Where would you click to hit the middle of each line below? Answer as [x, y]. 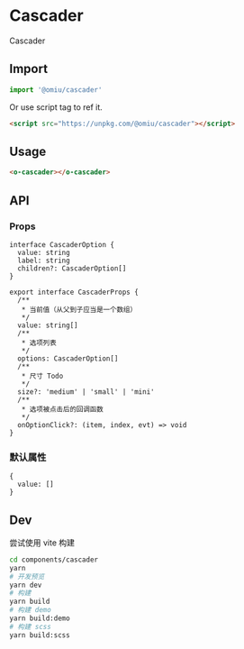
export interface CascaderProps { [74, 292]
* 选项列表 [39, 343]
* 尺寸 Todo [42, 376]
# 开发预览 [27, 576]
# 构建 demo [30, 610]
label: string [44, 261]
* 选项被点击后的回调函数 [62, 409]
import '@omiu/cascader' [56, 90]
